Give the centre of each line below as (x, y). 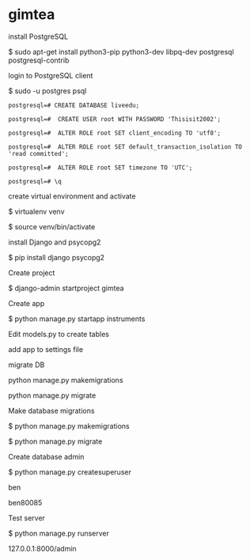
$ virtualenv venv (36, 211)
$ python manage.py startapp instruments (77, 319)
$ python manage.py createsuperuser (70, 471)
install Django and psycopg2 (55, 242)
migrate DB (27, 365)
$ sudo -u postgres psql (47, 91)
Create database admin (46, 456)
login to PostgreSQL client (51, 75)
